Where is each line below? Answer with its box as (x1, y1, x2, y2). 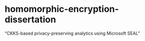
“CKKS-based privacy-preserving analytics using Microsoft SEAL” (4, 30, 141, 36)
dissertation (4, 14, 56, 25)
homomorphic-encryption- (4, 3, 119, 15)
